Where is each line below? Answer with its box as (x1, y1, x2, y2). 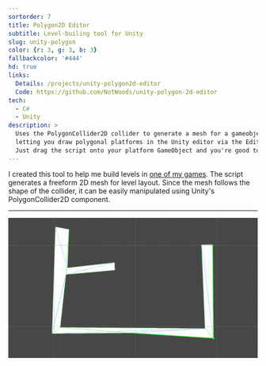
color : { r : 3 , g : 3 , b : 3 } (8, 46, 97, 55)
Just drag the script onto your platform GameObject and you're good (15, 147, 249, 154)
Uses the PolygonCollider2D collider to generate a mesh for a (15, 130, 228, 138)
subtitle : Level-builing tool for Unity (8, 29, 144, 37)
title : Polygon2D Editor (8, 21, 90, 29)
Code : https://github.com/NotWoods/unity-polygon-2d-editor (15, 88, 218, 96)
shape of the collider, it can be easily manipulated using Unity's (8, 186, 215, 196)
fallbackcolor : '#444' (8, 55, 83, 63)
